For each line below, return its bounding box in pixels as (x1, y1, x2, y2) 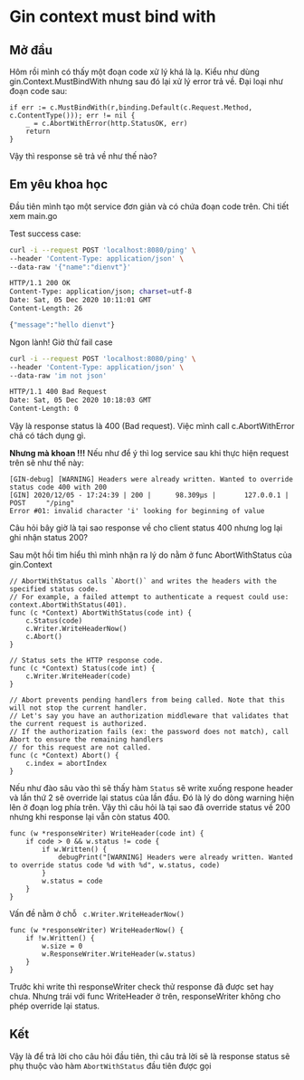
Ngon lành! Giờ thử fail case (9, 337, 113, 348)
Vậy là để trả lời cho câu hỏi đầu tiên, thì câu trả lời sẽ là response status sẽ (9, 1050, 290, 1061)
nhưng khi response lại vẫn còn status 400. (9, 812, 171, 823)
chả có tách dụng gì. (9, 430, 86, 441)
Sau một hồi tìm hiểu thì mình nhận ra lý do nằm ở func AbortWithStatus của (9, 550, 292, 560)
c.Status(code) (25, 616, 83, 626)
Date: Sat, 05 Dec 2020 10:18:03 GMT (9, 396, 152, 405)
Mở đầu (9, 43, 52, 58)
